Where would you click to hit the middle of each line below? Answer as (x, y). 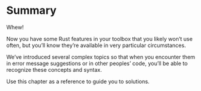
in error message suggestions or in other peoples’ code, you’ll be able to (97, 63)
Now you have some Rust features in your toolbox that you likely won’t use (100, 39)
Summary (31, 11)
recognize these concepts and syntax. (54, 69)
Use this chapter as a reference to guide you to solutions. (78, 81)
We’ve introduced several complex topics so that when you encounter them (101, 57)
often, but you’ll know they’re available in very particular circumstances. (96, 45)
